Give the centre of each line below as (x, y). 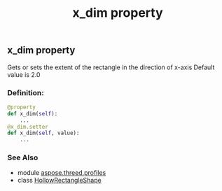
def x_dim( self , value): (43, 133)
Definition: (26, 92)
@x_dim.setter (28, 127)
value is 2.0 (24, 74)
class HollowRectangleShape (59, 181)
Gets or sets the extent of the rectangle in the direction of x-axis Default (111, 67)
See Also (23, 157)
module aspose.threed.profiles (62, 173)
